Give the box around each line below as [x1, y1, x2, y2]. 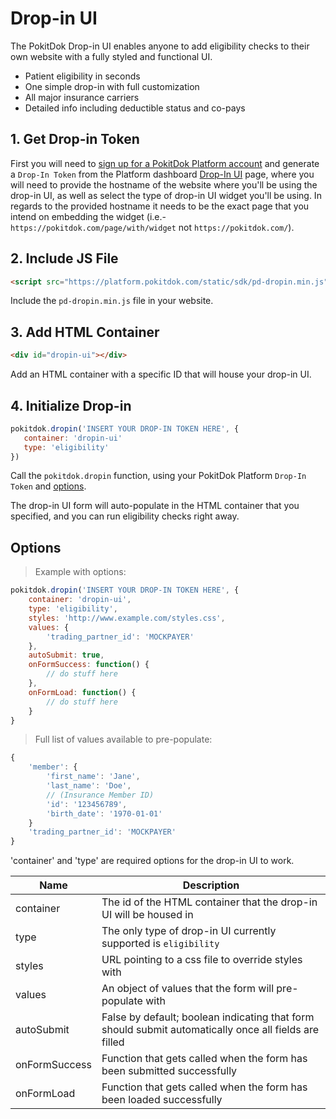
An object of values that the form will [101, 982, 275, 996]
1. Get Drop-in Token [10, 131, 140, 148]
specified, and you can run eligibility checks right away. [10, 510, 240, 522]
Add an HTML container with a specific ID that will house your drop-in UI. [10, 368, 312, 381]
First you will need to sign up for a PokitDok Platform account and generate [10, 157, 320, 169]
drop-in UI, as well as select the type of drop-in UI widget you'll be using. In [10, 189, 322, 201]
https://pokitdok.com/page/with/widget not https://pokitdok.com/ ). [10, 221, 295, 233]
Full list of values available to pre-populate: [34, 733, 213, 746]
